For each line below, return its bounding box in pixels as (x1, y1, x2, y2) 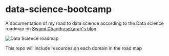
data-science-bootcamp (5, 4, 112, 15)
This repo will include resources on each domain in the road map (5, 45, 142, 51)
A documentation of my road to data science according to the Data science (5, 20, 164, 26)
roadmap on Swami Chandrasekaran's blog (5, 25, 97, 31)
